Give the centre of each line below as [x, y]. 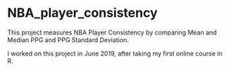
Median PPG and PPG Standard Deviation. [68, 39]
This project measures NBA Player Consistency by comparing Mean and [112, 32]
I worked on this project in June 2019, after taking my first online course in [115, 53]
